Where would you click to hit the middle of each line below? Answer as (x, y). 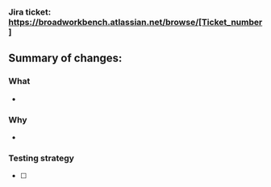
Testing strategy (42, 158)
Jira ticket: (30, 12)
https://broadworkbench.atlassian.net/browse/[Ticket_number (135, 22)
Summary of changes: (65, 58)
